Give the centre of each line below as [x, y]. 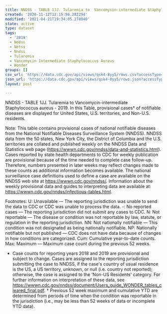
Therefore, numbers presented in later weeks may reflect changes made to [82, 165]
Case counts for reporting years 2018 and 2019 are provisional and [81, 253]
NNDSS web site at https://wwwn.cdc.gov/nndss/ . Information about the [79, 181]
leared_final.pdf [28, 290]
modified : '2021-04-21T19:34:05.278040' [48, 19]
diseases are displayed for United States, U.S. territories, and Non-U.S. [78, 113]
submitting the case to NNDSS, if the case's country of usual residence [85, 264]
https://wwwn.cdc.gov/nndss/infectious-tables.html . [59, 191]
